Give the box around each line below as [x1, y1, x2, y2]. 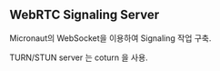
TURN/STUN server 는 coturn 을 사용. [9, 52, 148, 63]
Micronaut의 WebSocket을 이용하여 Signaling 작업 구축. [9, 32, 212, 44]
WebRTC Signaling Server [9, 7, 160, 23]
